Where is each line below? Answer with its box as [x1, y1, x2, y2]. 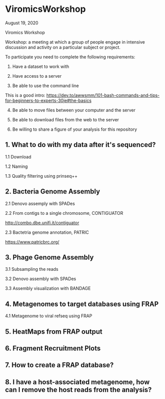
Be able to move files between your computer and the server [12, 107, 136, 113]
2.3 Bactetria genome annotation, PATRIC [5, 229, 89, 235]
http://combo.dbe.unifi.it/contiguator [5, 219, 80, 226]
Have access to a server [12, 73, 62, 79]
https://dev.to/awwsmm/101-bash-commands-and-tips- [46, 92, 160, 98]
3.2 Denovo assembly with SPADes [5, 276, 76, 282]
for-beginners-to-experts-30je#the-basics [5, 98, 92, 103]
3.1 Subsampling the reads [5, 266, 59, 272]
